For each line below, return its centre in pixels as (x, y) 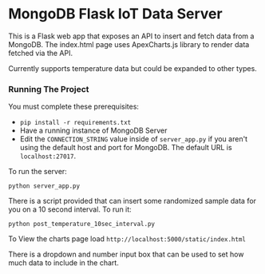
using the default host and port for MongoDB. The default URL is (126, 148)
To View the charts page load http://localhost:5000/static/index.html (127, 239)
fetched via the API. (41, 53)
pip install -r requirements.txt (75, 123)
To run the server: (38, 172)
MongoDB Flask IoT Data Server (115, 14)
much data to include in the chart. (64, 263)
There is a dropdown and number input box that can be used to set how (126, 254)
